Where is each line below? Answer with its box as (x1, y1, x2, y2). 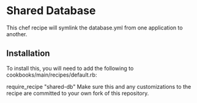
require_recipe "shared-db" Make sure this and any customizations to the (6, 83, 191, 90)
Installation (6, 48, 50, 59)
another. (6, 30, 28, 37)
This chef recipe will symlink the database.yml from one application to (6, 24, 183, 31)
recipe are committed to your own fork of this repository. (6, 90, 149, 97)
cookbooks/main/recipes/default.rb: (6, 71, 97, 78)
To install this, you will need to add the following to (6, 64, 134, 72)
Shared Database (6, 4, 96, 18)
